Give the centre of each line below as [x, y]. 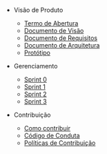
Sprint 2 [35, 94]
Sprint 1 [35, 87]
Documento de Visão [54, 31]
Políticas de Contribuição [60, 143]
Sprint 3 [35, 102]
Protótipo [37, 52]
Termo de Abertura [51, 23]
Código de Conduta [52, 135]
